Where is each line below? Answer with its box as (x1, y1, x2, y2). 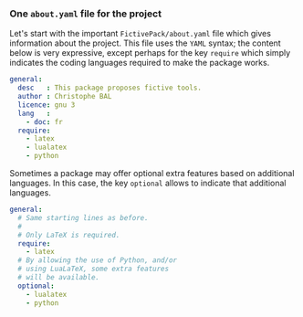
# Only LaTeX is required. (17, 230, 120, 239)
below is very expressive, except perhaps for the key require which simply (9, 48, 291, 58)
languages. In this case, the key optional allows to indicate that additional (9, 177, 287, 189)
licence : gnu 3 (17, 100, 76, 110)
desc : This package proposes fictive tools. (17, 83, 203, 93)
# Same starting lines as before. (17, 213, 149, 222)
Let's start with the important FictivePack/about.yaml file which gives (9, 28, 272, 39)
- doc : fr (26, 117, 64, 126)
